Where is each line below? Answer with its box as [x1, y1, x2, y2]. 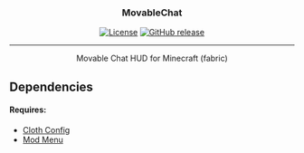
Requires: [9, 104, 47, 115]
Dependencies [9, 79, 93, 94]
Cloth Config [22, 124, 71, 135]
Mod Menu [22, 134, 63, 145]
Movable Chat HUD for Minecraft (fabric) [76, 53, 228, 64]
